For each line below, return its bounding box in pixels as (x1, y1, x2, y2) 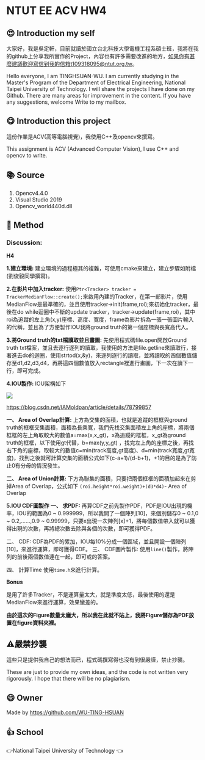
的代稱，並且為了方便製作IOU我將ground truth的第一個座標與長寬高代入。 (6, 324, 192, 331)
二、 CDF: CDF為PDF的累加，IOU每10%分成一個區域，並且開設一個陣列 (6, 538, 187, 545)
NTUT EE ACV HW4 (6, 4, 107, 18)
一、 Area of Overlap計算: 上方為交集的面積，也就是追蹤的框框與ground (6, 416, 188, 424)
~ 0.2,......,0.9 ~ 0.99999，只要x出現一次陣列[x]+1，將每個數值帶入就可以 (6, 517, 190, 525)
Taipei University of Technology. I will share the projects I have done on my (6, 85, 195, 92)
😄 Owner (6, 692, 43, 703)
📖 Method (6, 220, 44, 231)
